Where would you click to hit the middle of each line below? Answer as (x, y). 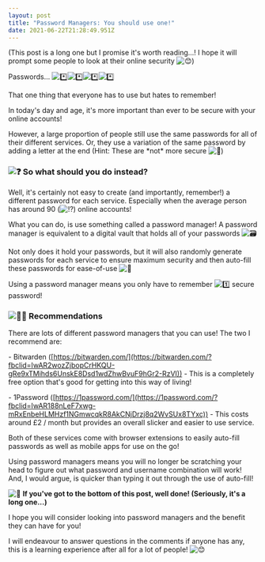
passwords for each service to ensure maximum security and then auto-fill (130, 260)
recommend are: (35, 341)
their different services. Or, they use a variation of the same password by (127, 142)
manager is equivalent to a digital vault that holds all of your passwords (124, 233)
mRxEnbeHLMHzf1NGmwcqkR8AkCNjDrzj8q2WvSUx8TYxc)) (108, 414)
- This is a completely (219, 373)
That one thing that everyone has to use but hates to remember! (112, 95)
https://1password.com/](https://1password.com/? (136, 397)
